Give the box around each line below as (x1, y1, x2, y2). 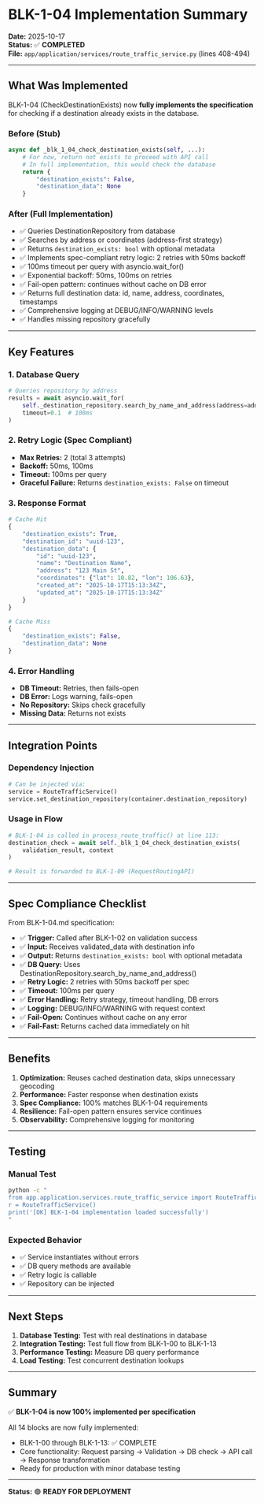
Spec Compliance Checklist (8, 897, 147, 910)
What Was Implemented (8, 79, 128, 92)
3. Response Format (8, 497, 86, 508)
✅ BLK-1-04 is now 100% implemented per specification (8, 1407, 196, 1416)
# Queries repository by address (8, 387, 118, 395)
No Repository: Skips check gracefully (19, 700, 146, 710)
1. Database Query (8, 369, 80, 380)
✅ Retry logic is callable (19, 1270, 97, 1280)
